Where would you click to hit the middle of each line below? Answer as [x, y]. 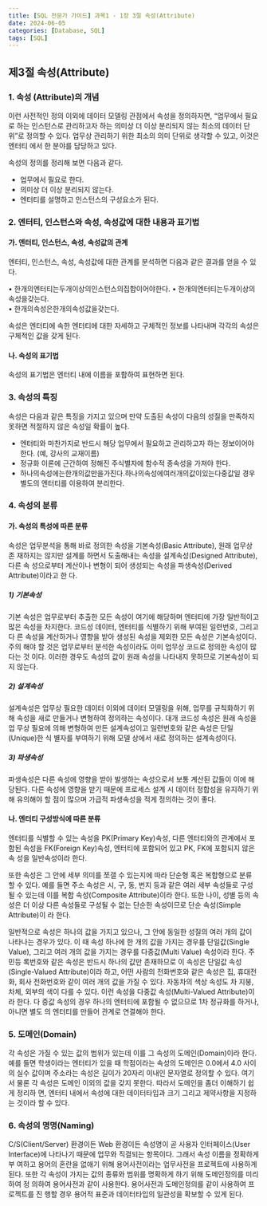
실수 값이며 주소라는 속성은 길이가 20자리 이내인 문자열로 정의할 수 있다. [128, 1073]
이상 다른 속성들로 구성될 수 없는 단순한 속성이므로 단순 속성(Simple [136, 905]
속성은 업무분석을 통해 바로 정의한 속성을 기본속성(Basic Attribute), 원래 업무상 [131, 545]
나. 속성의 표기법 [34, 355]
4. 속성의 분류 [33, 506]
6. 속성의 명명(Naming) [51, 1125]
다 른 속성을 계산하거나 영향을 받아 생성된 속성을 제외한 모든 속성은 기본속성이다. [133, 636]
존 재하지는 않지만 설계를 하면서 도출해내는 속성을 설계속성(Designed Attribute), [133, 555]
